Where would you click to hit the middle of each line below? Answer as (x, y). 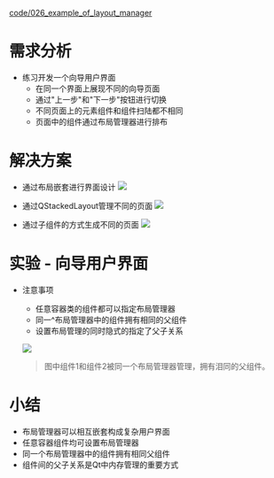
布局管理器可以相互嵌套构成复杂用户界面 (96, 431)
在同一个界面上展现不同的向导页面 (98, 89)
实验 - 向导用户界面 (79, 264)
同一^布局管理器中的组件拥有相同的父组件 (111, 320)
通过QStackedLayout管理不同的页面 (87, 205)
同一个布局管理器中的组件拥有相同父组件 (96, 453)
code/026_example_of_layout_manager (81, 13)
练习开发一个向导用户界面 (69, 77)
